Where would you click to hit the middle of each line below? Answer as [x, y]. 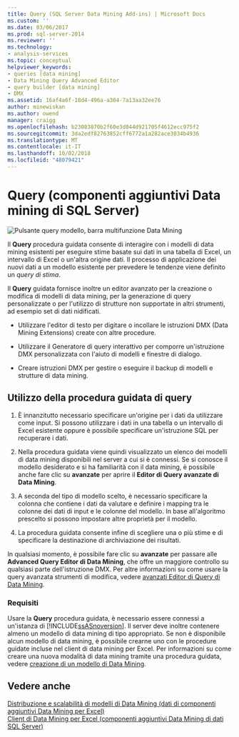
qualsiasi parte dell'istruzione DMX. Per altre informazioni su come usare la [118, 569]
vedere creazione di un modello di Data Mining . [77, 663]
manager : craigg [31, 120]
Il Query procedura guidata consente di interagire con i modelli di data [111, 244]
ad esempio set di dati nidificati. [54, 311]
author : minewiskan [36, 107]
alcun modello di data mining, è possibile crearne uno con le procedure [112, 641]
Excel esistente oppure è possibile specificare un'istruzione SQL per [118, 430]
